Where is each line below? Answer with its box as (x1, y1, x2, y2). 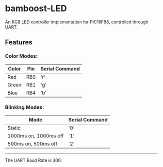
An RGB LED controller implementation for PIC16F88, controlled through (5, 19, 148, 25)
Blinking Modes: (5, 104, 45, 111)
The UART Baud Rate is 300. (5, 157, 62, 163)
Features (5, 38, 33, 47)
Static (7, 124, 21, 131)
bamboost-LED (5, 3, 67, 14)
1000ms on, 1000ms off (7, 132, 64, 139)
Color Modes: (5, 53, 38, 60)
